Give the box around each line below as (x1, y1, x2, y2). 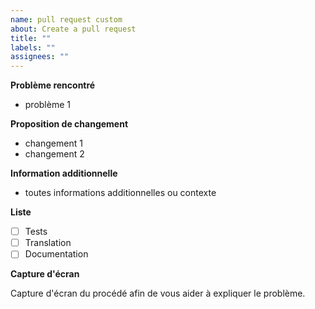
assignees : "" (10, 52, 70, 62)
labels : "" (10, 42, 56, 53)
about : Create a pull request (10, 24, 137, 34)
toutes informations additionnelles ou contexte (24, 187, 217, 199)
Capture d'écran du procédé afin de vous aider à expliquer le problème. (10, 287, 306, 300)
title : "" (10, 33, 52, 43)
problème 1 (24, 99, 71, 111)
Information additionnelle (10, 167, 118, 180)
